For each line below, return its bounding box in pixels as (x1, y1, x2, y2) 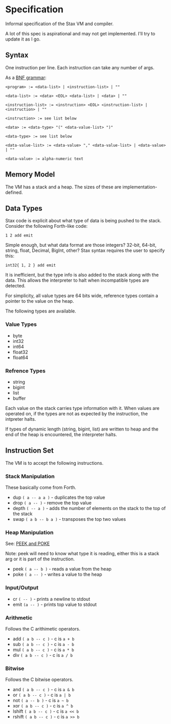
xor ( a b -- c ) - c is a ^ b (12, 703, 73, 709)
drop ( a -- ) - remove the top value (12, 500, 92, 506)
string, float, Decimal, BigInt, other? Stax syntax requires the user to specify (5, 247, 165, 253)
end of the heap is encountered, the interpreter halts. (5, 431, 117, 437)
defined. (5, 189, 23, 195)
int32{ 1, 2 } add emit (5, 263, 56, 268)
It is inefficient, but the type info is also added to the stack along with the (5, 272, 159, 278)
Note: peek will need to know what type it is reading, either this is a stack (5, 551, 160, 557)
